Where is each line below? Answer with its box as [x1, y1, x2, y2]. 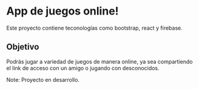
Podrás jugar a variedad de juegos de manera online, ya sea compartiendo [6, 58, 193, 65]
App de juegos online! [6, 4, 120, 18]
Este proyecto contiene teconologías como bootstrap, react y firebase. [6, 24, 183, 31]
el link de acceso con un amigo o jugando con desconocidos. [6, 64, 160, 71]
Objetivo [6, 42, 39, 52]
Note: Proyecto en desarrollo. [6, 76, 80, 83]
